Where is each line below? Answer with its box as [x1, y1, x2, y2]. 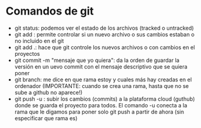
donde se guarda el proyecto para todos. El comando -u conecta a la [14, 101, 188, 109]
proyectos [14, 50, 40, 57]
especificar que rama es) [14, 114, 78, 122]
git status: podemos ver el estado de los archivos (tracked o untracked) [14, 24, 194, 32]
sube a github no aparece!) [14, 89, 83, 96]
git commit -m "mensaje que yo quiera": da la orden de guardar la [14, 56, 180, 64]
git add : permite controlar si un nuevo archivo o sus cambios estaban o [14, 30, 195, 38]
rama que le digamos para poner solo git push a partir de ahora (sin [14, 108, 185, 115]
